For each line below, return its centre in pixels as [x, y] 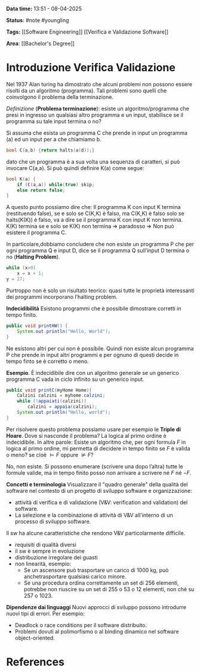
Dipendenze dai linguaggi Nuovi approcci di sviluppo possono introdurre [96, 607]
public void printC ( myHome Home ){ [49, 390]
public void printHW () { [37, 326]
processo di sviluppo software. [53, 521]
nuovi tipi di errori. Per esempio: [46, 613]
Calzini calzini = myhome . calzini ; [61, 396]
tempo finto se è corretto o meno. [47, 361]
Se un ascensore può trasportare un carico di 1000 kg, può [96, 570]
